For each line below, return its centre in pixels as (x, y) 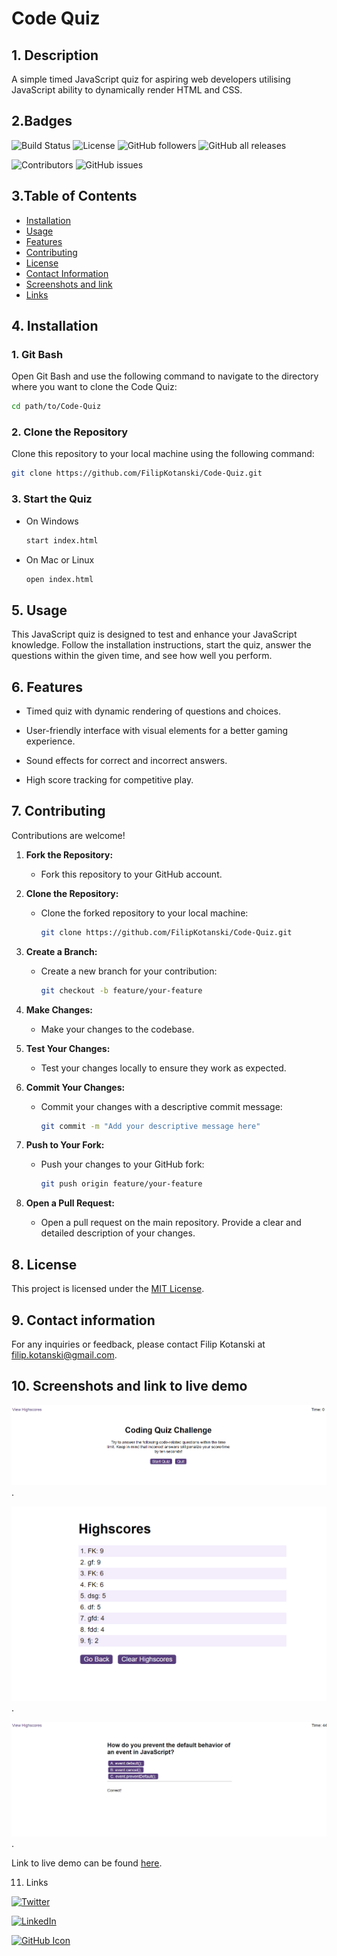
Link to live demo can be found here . (87, 1863)
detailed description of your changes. (118, 1233)
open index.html (59, 579)
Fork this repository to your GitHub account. (131, 874)
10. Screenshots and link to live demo (129, 1386)
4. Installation (55, 326)
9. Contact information (83, 1320)
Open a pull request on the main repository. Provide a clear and (171, 1223)
